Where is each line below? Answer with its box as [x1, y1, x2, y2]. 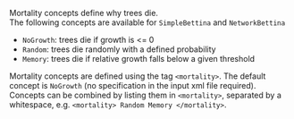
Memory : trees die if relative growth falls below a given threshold [21, 54, 256, 64]
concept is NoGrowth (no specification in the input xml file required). [9, 81, 256, 90]
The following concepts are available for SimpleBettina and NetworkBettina [9, 17, 286, 28]
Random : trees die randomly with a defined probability [21, 44, 216, 55]
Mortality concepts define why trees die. [9, 8, 159, 18]
